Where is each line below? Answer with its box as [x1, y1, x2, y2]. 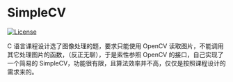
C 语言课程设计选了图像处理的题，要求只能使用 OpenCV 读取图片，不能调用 [7, 41, 224, 50]
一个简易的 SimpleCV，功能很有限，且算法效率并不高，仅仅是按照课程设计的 [7, 59, 226, 67]
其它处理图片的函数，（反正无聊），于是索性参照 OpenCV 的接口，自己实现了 [7, 50, 224, 59]
